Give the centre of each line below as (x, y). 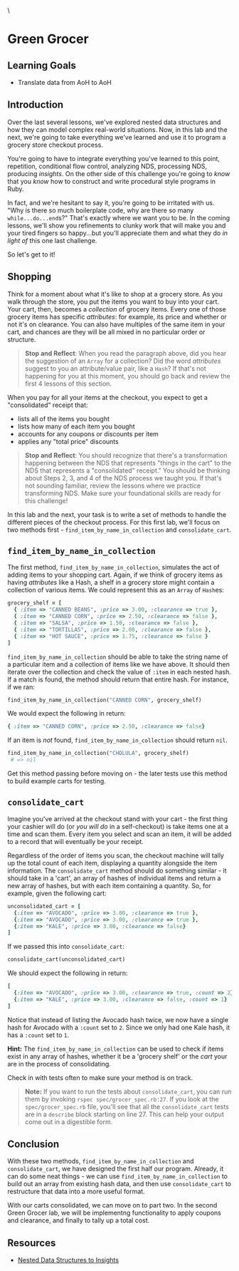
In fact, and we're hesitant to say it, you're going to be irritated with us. (111, 202)
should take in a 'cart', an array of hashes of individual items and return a (114, 878)
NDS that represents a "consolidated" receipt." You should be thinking (127, 470)
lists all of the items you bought (64, 418)
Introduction (36, 105)
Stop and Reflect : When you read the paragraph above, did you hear (126, 353)
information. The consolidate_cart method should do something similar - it (117, 870)
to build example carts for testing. (57, 781)
